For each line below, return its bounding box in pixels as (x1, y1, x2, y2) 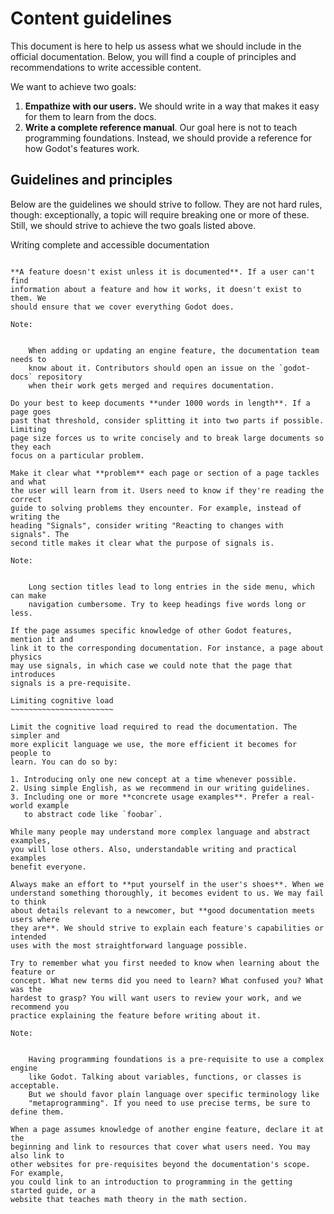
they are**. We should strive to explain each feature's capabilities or (10, 923, 325, 933)
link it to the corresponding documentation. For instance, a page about (10, 643, 325, 653)
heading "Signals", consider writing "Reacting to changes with (10, 520, 284, 531)
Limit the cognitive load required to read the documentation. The (10, 722, 298, 732)
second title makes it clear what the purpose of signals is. (10, 538, 275, 548)
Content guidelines (10, 7, 173, 30)
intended (10, 932, 47, 942)
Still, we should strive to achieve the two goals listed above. (10, 219, 257, 231)
